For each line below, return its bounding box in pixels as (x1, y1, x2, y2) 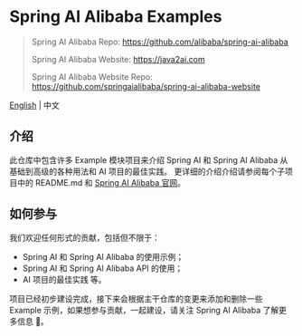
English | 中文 (9, 100, 61, 110)
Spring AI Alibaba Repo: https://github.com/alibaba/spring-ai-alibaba (31, 36, 289, 47)
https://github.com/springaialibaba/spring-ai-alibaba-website (31, 81, 260, 91)
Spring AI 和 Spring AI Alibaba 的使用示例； (22, 251, 184, 262)
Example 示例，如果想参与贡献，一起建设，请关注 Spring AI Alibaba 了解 (9, 304, 279, 315)
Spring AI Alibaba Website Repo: (31, 71, 153, 82)
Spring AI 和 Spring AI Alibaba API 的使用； (22, 263, 184, 274)
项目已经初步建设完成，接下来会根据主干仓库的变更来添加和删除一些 (9, 293, 263, 304)
